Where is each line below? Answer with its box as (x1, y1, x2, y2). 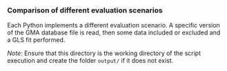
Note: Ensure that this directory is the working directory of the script (7, 49, 201, 57)
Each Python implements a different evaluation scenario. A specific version (7, 21, 221, 30)
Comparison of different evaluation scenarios (7, 6, 164, 15)
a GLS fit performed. (7, 36, 66, 44)
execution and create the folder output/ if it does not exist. (7, 57, 174, 65)
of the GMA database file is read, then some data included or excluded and (7, 28, 221, 37)
